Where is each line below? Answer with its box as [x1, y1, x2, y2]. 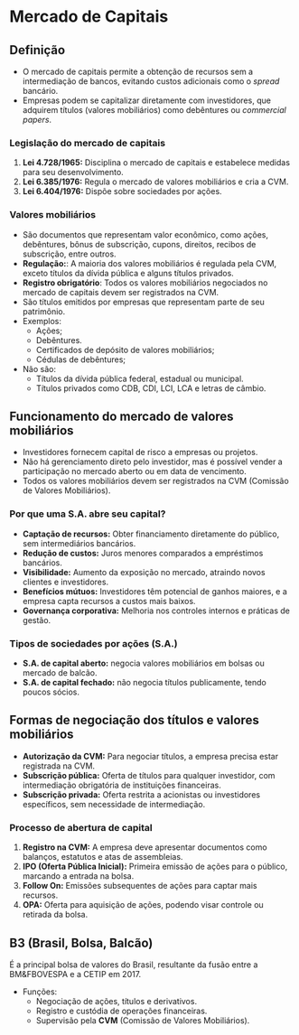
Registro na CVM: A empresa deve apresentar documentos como [22, 842, 268, 853]
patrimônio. [22, 305, 66, 317]
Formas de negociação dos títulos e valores [9, 713, 259, 728]
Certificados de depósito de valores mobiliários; [35, 344, 215, 355]
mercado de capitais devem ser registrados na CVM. [22, 286, 220, 297]
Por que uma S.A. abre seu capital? [9, 508, 166, 520]
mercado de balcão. [22, 667, 98, 678]
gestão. [22, 614, 51, 625]
